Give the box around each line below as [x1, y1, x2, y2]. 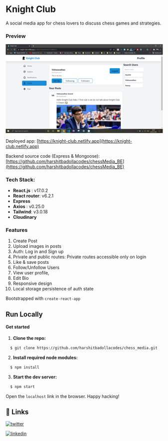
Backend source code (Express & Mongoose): [5, 153, 100, 159]
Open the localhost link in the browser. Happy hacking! [5, 393, 120, 399]
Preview [5, 33, 26, 40]
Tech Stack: [5, 176, 35, 183]
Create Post [12, 238, 37, 244]
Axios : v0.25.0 [12, 204, 44, 210]
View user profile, [12, 270, 49, 276]
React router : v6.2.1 [12, 193, 54, 199]
